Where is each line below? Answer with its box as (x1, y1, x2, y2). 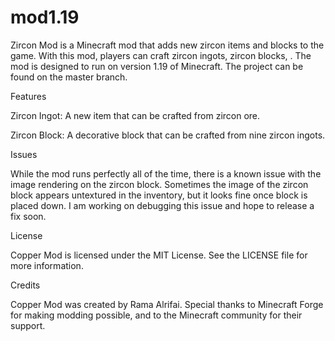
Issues (10, 148, 38, 160)
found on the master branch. (10, 71, 128, 83)
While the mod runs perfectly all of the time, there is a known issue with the (10, 167, 322, 180)
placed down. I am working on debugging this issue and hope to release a (10, 199, 315, 211)
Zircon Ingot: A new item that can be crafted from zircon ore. (10, 109, 261, 121)
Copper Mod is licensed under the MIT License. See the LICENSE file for (10, 249, 308, 261)
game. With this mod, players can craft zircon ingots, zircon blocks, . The (10, 49, 312, 61)
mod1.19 (10, 6, 80, 29)
